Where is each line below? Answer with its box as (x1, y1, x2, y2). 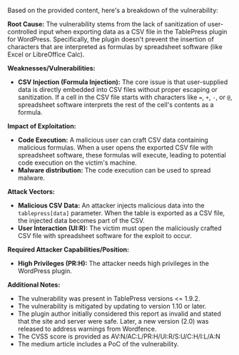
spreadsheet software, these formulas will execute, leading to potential (17, 151, 226, 159)
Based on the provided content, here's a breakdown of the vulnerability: (7, 6, 219, 14)
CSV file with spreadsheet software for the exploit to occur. (17, 232, 193, 240)
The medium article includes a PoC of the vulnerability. (17, 340, 179, 348)
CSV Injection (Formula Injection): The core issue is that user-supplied (17, 78, 228, 86)
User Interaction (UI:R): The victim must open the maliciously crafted (17, 224, 223, 232)
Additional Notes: (7, 281, 61, 289)
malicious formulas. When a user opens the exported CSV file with (17, 143, 213, 152)
